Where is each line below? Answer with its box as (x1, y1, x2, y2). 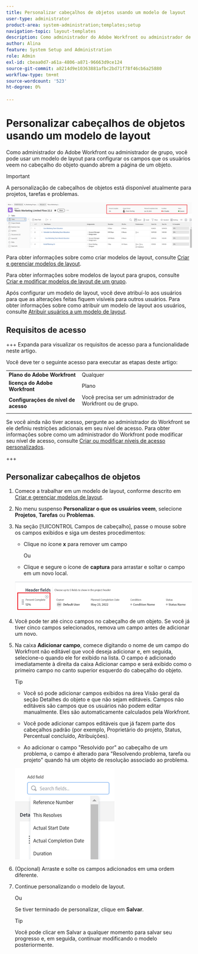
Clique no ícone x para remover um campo (23, 541, 128, 548)
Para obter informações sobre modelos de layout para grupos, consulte (6, 272, 180, 279)
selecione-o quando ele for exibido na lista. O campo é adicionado (14, 654, 176, 661)
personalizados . (6, 443, 45, 450)
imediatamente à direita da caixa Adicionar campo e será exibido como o (14, 661, 192, 668)
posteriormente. (14, 942, 54, 949)
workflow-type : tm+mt (6, 71, 60, 78)
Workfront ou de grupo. (81, 400, 139, 407)
